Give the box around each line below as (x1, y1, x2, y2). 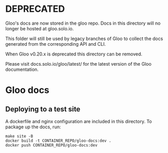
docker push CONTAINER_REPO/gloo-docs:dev (5, 142, 98, 148)
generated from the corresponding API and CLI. (5, 41, 106, 47)
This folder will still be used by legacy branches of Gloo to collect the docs (5, 35, 163, 42)
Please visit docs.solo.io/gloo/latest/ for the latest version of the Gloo (5, 61, 152, 67)
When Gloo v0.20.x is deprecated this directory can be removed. (5, 51, 143, 57)
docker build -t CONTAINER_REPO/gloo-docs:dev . (5, 138, 111, 143)
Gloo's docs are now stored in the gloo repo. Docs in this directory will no (5, 20, 161, 26)
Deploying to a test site (5, 105, 81, 113)
